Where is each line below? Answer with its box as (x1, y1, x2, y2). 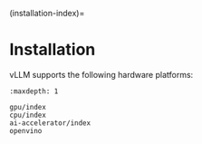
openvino (9, 126, 43, 135)
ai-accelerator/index (9, 118, 91, 128)
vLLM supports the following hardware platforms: (9, 69, 194, 80)
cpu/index (9, 110, 47, 120)
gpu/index (9, 102, 47, 111)
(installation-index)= (9, 8, 85, 18)
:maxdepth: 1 (9, 86, 59, 96)
